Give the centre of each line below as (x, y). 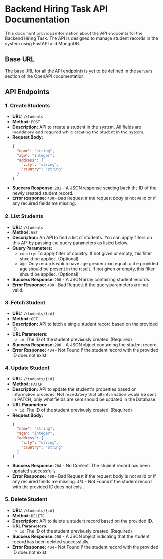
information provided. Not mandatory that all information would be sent (84, 395)
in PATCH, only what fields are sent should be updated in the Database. (84, 399)
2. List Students (24, 216)
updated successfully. (35, 471)
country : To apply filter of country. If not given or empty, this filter (86, 253)
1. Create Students (27, 106)
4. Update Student (27, 368)
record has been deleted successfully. (51, 542)
